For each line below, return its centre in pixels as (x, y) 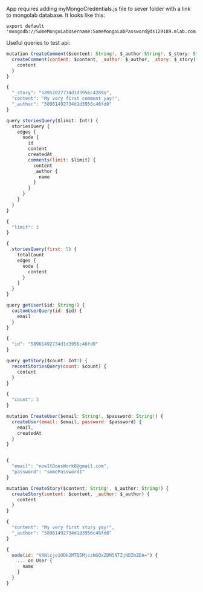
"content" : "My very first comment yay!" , (66, 99)
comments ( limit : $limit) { (62, 160)
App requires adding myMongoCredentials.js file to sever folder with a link (98, 9)
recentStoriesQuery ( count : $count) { (59, 366)
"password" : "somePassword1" (48, 472)
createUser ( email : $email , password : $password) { (77, 422)
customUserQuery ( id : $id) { (47, 311)
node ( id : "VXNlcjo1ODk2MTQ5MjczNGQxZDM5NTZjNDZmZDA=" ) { (85, 555)
